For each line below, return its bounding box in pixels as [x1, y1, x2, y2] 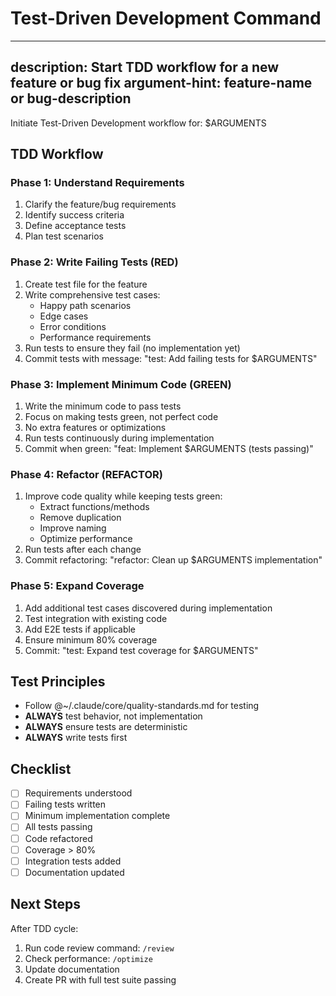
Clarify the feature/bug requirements [24, 198, 177, 211]
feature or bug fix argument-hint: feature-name [10, 75, 313, 92]
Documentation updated [24, 866, 125, 878]
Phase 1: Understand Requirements [10, 176, 185, 190]
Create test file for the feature [24, 278, 148, 290]
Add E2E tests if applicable [24, 623, 137, 635]
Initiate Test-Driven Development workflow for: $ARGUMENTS [10, 117, 267, 129]
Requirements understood [24, 787, 133, 799]
